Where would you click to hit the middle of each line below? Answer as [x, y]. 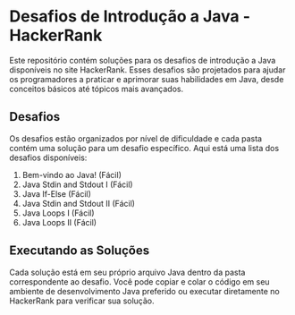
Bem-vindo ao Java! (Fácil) [72, 175]
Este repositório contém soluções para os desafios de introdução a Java [143, 60]
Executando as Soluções [80, 251]
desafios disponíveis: [48, 157]
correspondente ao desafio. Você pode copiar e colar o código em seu [139, 281]
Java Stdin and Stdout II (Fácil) [79, 203]
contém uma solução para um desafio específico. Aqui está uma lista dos [144, 148]
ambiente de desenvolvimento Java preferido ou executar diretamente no [144, 291]
